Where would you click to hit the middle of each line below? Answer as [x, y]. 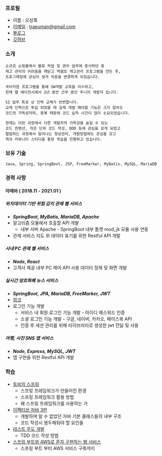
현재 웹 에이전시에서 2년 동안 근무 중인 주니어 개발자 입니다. [62, 92]
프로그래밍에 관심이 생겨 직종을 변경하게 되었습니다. [53, 77]
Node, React [26, 262]
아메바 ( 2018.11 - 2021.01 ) [33, 191]
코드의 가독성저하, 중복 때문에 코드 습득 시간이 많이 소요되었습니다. [68, 113]
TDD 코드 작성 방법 [39, 435]
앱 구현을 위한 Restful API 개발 [43, 358]
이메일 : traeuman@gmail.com [44, 27]
